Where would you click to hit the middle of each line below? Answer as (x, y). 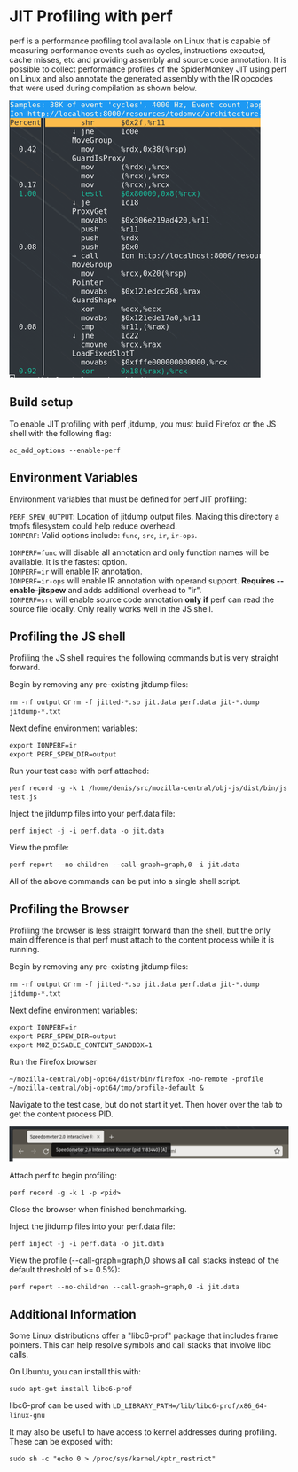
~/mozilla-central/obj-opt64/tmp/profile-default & (106, 1088)
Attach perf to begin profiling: (63, 1176)
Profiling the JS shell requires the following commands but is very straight (144, 658)
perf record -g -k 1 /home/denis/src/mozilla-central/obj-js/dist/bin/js (149, 788)
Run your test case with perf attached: (79, 771)
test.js (24, 797)
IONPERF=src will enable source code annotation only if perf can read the (142, 599)
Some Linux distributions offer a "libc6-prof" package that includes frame (144, 1335)
